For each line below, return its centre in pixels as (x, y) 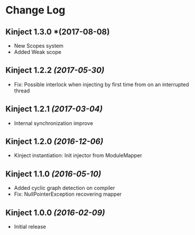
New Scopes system (39, 46)
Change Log (35, 10)
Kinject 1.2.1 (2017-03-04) (54, 109)
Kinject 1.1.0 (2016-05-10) (53, 174)
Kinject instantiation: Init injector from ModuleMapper (78, 155)
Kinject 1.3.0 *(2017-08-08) (58, 32)
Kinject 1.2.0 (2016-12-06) (54, 142)
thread (22, 91)
